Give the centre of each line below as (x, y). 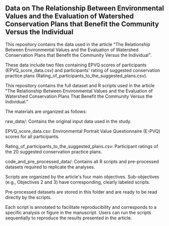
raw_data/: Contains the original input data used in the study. (68, 121)
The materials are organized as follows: (46, 111)
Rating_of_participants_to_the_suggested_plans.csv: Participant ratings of (82, 146)
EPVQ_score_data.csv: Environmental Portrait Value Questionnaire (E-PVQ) (83, 131)
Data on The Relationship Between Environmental (85, 8)
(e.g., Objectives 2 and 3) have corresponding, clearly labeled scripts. (78, 182)
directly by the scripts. (29, 197)
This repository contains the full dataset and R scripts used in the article (80, 85)
